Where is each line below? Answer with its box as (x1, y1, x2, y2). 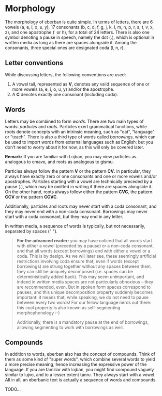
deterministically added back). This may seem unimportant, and (16, 274, 144, 280)
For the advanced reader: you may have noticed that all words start (16, 237, 152, 243)
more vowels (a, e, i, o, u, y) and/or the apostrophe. (12, 86, 115, 92)
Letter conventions (5, 59, 64, 67)
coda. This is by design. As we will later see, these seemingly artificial (16, 253, 156, 259)
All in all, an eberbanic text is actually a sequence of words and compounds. (5, 377, 157, 383)
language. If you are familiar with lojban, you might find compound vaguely (5, 367, 154, 373)
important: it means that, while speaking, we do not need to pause (16, 294, 149, 300)
